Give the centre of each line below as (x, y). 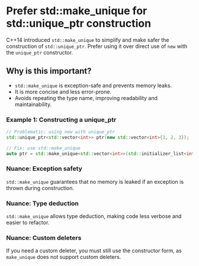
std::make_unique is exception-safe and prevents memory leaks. (93, 85)
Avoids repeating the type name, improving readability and (86, 98)
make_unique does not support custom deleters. (64, 257)
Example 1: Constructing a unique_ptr (61, 120)
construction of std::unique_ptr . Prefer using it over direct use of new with (97, 46)
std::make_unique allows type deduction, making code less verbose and (94, 216)
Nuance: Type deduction (42, 203)
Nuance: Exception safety (44, 169)
